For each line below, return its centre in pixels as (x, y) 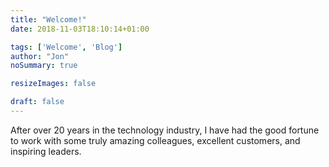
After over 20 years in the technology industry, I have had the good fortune (165, 130)
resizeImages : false (53, 84)
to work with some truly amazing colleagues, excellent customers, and (155, 140)
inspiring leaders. (46, 151)
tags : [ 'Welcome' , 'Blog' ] (66, 47)
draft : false (37, 102)
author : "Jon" (40, 56)
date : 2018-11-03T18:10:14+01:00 (80, 29)
